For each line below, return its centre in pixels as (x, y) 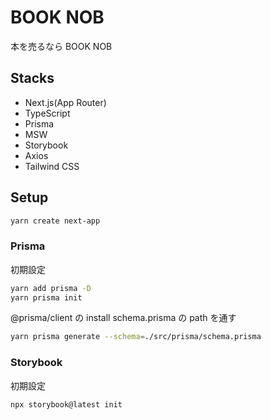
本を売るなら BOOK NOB (61, 46)
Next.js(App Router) (65, 102)
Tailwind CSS (52, 166)
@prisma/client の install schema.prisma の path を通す (123, 318)
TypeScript (47, 113)
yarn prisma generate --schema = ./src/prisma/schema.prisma (136, 337)
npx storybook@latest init (66, 404)
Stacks (32, 78)
